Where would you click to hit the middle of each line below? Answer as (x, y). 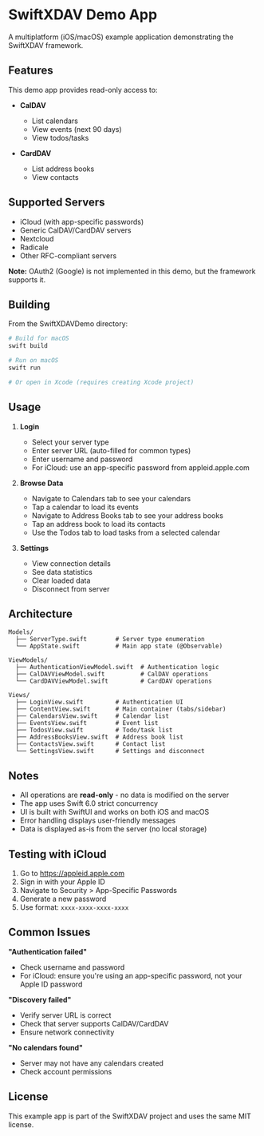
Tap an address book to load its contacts (99, 524)
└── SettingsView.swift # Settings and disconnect (110, 751)
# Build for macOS (39, 339)
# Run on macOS (33, 361)
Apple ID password (51, 984)
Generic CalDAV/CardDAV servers (75, 230)
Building (29, 304)
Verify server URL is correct (65, 1015)
